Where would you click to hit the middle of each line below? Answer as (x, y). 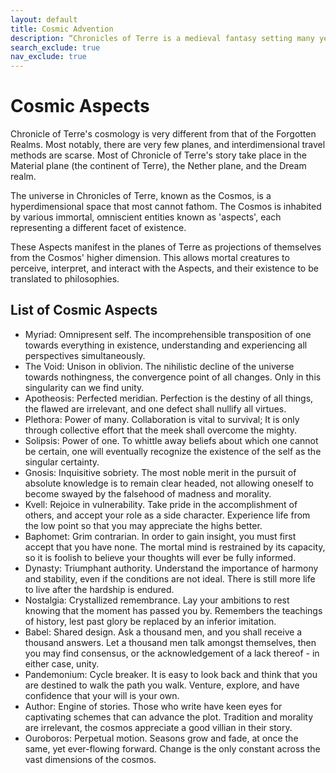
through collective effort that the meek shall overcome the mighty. (161, 430)
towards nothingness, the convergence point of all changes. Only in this (173, 377)
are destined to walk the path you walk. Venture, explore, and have (162, 685)
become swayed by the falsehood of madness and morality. (148, 493)
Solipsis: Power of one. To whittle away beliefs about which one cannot (171, 440)
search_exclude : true (55, 47)
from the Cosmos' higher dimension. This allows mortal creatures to (150, 258)
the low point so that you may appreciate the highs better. (143, 525)
